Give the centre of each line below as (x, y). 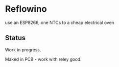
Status (15, 38)
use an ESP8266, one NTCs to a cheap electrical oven (59, 22)
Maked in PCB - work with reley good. (43, 59)
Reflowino (26, 9)
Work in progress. (23, 49)
